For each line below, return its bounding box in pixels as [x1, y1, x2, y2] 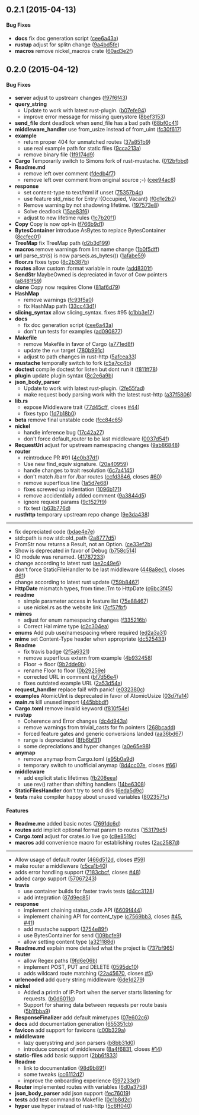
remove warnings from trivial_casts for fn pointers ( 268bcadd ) [23, 724, 176, 731]
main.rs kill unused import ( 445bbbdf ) [14, 698, 109, 706]
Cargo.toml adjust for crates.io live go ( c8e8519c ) [14, 833, 137, 840]
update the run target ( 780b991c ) [23, 347, 105, 354]
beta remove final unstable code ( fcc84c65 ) [14, 416, 123, 424]
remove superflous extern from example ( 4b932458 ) [23, 654, 153, 662]
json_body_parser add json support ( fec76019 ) [14, 1090, 131, 1097]
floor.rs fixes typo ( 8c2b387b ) [14, 259, 89, 266]
